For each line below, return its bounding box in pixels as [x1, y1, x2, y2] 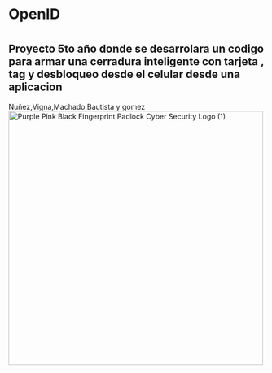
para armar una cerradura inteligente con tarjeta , [8, 54, 265, 69]
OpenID [8, 5, 61, 24]
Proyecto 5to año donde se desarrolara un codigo [8, 42, 265, 56]
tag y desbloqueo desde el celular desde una [8, 67, 240, 81]
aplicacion [8, 80, 63, 94]
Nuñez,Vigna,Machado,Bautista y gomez [8, 102, 146, 111]
